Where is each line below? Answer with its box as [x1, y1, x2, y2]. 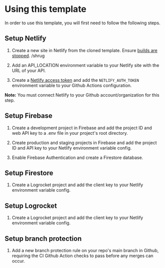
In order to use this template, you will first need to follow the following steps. [4, 20, 161, 26]
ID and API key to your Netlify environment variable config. [11, 145, 132, 151]
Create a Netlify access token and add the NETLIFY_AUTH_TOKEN [11, 77, 139, 83]
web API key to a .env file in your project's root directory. [11, 130, 128, 136]
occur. [11, 258, 25, 264]
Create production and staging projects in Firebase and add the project [11, 140, 157, 146]
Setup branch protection [4, 234, 82, 243]
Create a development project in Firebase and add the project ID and [11, 125, 152, 131]
